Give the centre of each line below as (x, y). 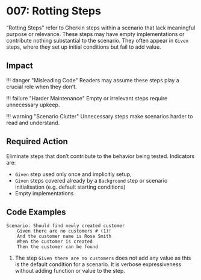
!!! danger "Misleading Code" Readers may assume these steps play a (93, 80)
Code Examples (36, 212)
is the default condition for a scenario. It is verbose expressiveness (98, 264)
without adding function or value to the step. (70, 271)
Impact (20, 66)
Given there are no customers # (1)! (64, 231)
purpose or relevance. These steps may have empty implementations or (95, 34)
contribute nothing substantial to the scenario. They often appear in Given (97, 40)
